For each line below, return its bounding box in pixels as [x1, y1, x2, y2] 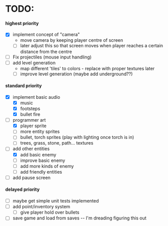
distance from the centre [20, 48, 72, 54]
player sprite [20, 123, 47, 129]
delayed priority [5, 186, 40, 192]
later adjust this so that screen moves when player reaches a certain [20, 43, 163, 49]
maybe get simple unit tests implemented [12, 198, 99, 204]
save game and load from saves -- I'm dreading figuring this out [12, 215, 147, 221]
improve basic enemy [20, 157, 65, 163]
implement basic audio [12, 94, 60, 100]
